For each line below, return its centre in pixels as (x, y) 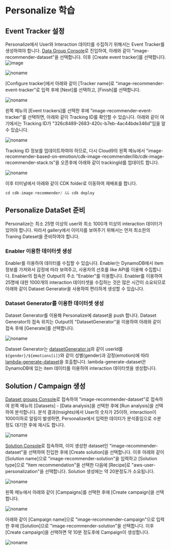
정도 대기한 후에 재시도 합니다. (35, 425)
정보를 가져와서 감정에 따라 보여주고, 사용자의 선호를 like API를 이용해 (74, 269)
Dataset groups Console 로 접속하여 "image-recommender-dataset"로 (77, 399)
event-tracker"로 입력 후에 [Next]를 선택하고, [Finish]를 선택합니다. (73, 90)
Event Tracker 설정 (35, 31)
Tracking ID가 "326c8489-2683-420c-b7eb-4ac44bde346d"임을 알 (94, 123)
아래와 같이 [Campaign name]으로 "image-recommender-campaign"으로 (80, 520)
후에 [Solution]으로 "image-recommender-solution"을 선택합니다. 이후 (82, 526)
